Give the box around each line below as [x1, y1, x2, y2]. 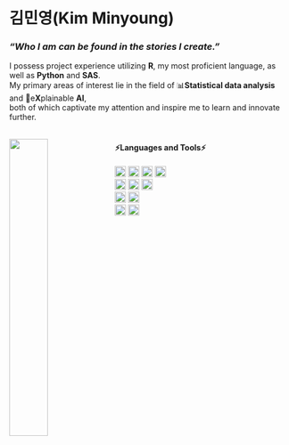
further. [9, 112, 37, 123]
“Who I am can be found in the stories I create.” [9, 41, 220, 53]
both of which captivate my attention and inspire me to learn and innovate [9, 102, 281, 113]
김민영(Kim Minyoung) [9, 8, 175, 28]
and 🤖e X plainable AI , [9, 93, 87, 103]
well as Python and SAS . [9, 70, 101, 81]
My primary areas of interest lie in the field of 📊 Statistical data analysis [9, 80, 276, 91]
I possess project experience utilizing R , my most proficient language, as [9, 61, 277, 71]
